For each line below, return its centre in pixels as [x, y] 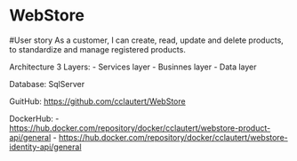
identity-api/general [45, 147]
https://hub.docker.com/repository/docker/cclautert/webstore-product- [140, 128]
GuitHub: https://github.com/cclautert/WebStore [97, 101]
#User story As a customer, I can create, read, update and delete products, [147, 40]
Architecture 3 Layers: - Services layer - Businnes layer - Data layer [133, 67]
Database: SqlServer [47, 84]
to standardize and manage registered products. [98, 49]
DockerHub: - [34, 118]
